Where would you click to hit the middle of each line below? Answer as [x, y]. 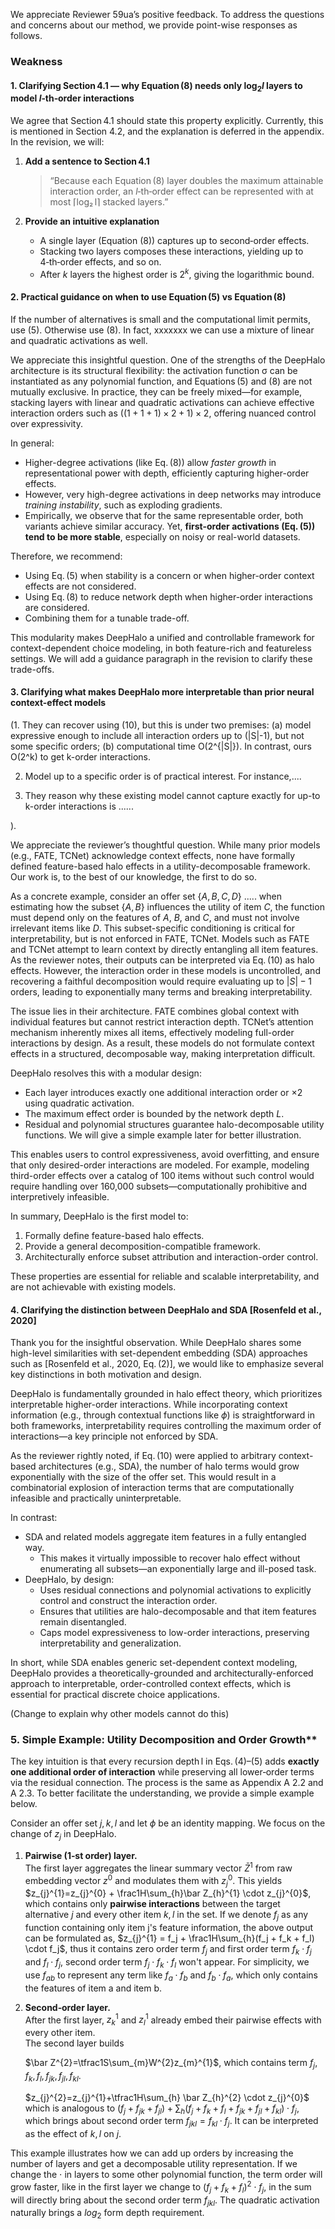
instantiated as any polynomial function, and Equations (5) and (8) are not [161, 381]
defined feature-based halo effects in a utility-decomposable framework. [160, 866]
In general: [32, 443]
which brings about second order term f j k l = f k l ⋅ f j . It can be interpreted [171, 2122]
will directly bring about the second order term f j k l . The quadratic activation [165, 2201]
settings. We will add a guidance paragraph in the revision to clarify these [161, 658]
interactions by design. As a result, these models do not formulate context [162, 1043]
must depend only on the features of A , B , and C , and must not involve [155, 917]
